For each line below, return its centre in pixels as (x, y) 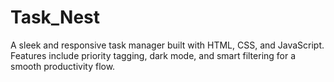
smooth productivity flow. (63, 66)
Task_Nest (55, 17)
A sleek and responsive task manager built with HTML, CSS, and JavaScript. (167, 45)
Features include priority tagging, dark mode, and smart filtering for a (153, 55)
